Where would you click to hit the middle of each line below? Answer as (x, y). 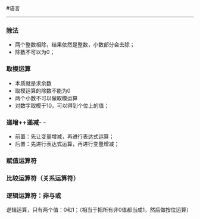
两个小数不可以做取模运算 (46, 98)
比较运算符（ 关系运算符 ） (43, 178)
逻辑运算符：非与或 (34, 196)
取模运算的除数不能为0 (43, 90)
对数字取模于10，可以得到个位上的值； (62, 105)
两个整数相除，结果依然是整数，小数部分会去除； (75, 45)
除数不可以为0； (35, 52)
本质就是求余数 (33, 83)
